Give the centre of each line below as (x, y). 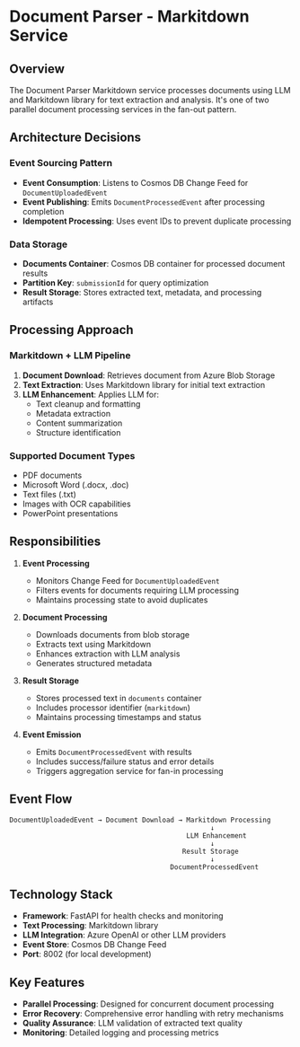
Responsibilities (55, 542)
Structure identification (78, 432)
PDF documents (52, 475)
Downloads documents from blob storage (113, 634)
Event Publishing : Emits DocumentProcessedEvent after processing (143, 202)
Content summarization (79, 423)
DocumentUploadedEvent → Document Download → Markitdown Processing (140, 820)
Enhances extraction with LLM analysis (108, 654)
